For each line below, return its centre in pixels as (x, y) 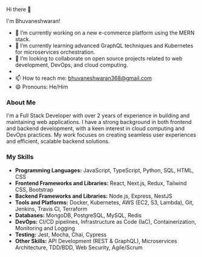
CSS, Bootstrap (34, 189)
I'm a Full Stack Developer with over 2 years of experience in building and (98, 115)
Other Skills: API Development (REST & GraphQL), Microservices (96, 241)
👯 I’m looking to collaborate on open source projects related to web (99, 58)
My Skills (20, 157)
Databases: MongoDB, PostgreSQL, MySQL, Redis (78, 215)
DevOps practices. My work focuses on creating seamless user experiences (101, 135)
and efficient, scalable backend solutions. (58, 142)
